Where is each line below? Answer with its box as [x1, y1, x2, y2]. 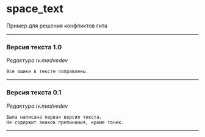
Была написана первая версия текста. [6, 114, 103, 120]
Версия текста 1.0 [6, 43, 62, 51]
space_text [6, 2, 64, 16]
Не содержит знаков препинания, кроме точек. [6, 119, 124, 125]
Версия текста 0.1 [6, 88, 62, 97]
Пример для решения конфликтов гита [6, 22, 108, 29]
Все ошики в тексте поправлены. [6, 69, 88, 75]
